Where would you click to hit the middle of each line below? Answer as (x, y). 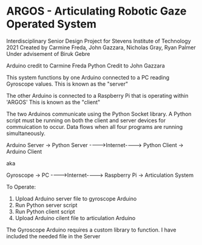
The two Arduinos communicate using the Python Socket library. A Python (99, 114)
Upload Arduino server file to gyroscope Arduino (76, 198)
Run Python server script (46, 205)
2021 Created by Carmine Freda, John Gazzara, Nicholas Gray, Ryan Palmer (101, 47)
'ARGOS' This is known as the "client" (53, 102)
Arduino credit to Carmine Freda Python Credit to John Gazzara (86, 66)
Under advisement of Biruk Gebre (48, 53)
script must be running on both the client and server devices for (86, 120)
